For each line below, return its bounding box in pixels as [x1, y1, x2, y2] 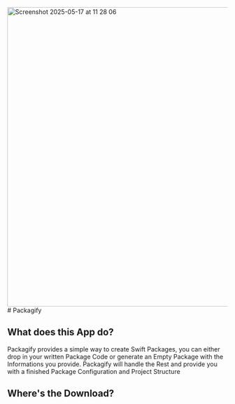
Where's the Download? [7, 388, 115, 400]
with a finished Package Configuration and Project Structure [7, 367, 180, 375]
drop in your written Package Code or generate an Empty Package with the [7, 352, 224, 361]
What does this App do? [7, 326, 114, 338]
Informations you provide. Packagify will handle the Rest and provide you [7, 360, 218, 368]
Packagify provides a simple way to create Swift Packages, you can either [7, 344, 220, 353]
